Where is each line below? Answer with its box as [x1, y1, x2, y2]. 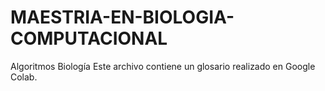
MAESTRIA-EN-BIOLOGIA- [10, 6, 235, 29]
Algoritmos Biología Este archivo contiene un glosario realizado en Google [10, 60, 316, 72]
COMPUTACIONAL [10, 27, 168, 50]
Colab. [10, 71, 38, 83]
